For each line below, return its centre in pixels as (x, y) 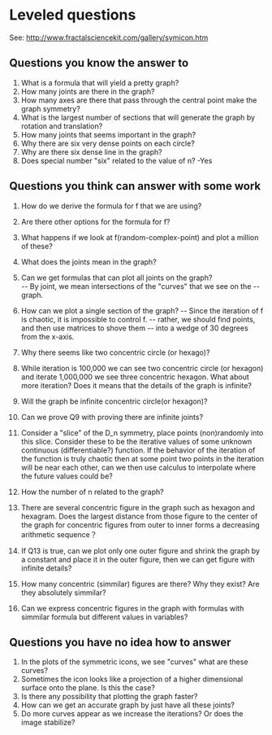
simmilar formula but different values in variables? (104, 617)
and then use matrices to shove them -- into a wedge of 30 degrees (134, 328)
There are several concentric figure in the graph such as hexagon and (138, 507)
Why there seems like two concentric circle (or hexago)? (115, 352)
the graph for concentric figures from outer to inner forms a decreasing (140, 525)
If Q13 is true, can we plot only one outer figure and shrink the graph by (140, 550)
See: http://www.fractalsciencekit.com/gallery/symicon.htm (109, 37)
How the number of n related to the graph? (93, 492)
